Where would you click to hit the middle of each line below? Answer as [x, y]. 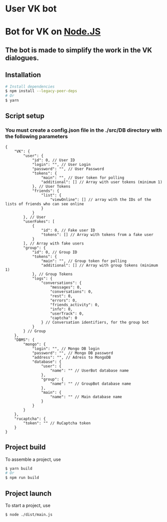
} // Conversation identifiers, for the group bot [95, 322]
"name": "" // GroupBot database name [91, 384]
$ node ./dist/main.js [29, 515]
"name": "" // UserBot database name [89, 370]
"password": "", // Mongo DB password [72, 353]
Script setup [25, 116]
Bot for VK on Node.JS [53, 32]
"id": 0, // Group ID [55, 252]
